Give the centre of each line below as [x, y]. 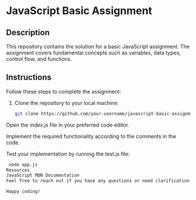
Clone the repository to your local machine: [66, 103]
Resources [18, 170]
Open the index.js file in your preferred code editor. [68, 125]
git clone [27, 113]
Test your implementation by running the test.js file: [68, 154]
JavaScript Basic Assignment [79, 11]
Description [28, 33]
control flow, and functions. [39, 59]
